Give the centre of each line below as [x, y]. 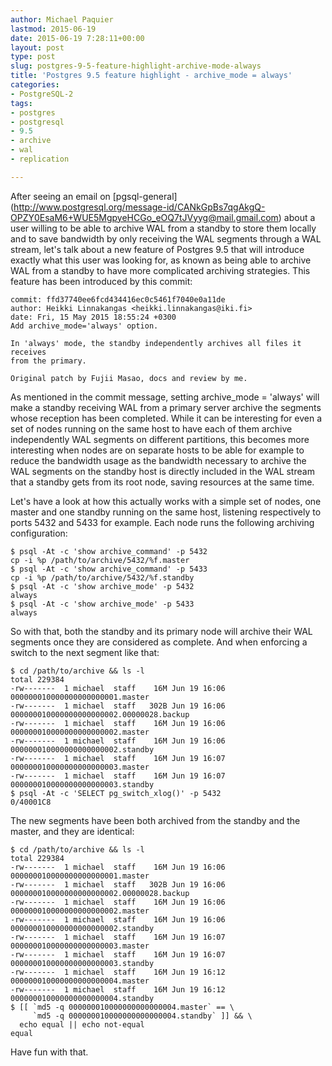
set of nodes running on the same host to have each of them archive [151, 428]
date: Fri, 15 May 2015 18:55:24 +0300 [93, 317]
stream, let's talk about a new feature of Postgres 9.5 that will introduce [157, 249]
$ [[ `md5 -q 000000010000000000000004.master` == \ [122, 1007]
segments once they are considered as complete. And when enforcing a [159, 642]
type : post [33, 57]
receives [28, 352]
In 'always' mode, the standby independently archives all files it [156, 343]
